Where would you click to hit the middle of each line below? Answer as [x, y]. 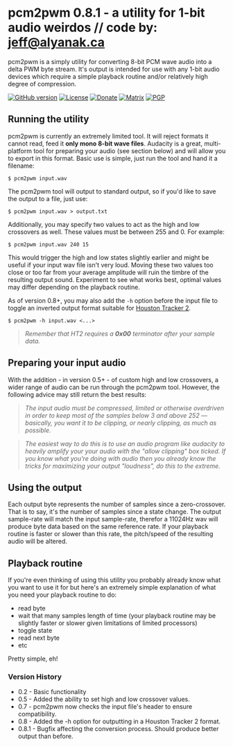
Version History [35, 677]
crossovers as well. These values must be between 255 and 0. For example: [116, 232]
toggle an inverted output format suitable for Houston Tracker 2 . [100, 308]
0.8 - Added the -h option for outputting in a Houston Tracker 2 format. [119, 721]
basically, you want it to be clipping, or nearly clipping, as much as [121, 423]
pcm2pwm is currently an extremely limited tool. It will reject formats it [108, 136]
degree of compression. [42, 84]
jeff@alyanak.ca [57, 42]
